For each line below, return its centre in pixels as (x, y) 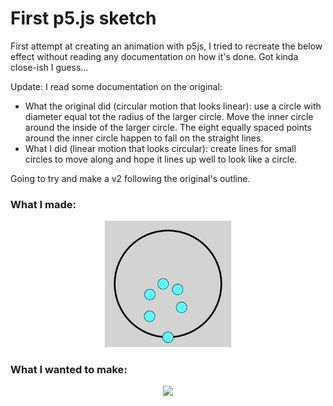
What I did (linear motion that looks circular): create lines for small (160, 148)
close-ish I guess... (49, 67)
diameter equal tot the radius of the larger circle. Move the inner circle (169, 116)
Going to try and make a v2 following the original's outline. (130, 178)
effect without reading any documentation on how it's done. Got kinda (154, 56)
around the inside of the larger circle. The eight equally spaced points (168, 127)
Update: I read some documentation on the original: (116, 86)
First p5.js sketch (83, 18)
